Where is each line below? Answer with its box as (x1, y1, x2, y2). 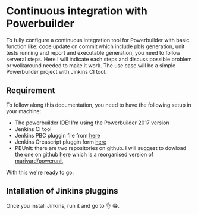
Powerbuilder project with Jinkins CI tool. (6, 68, 107, 75)
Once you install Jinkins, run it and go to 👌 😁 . (6, 202, 120, 209)
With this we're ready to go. (6, 169, 74, 176)
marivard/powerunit (14, 157, 64, 164)
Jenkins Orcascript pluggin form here (14, 138, 107, 145)
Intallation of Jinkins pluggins (6, 186, 118, 196)
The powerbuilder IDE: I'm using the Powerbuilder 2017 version (14, 119, 169, 126)
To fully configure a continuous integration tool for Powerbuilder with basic (6, 36, 190, 43)
